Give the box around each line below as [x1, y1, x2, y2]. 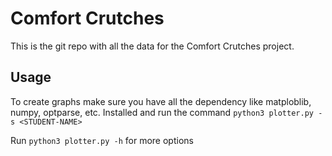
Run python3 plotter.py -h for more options [10, 134, 194, 146]
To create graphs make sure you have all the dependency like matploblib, [10, 95, 312, 107]
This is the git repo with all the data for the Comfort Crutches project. [10, 40, 295, 52]
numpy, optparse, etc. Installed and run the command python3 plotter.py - [10, 106, 323, 118]
